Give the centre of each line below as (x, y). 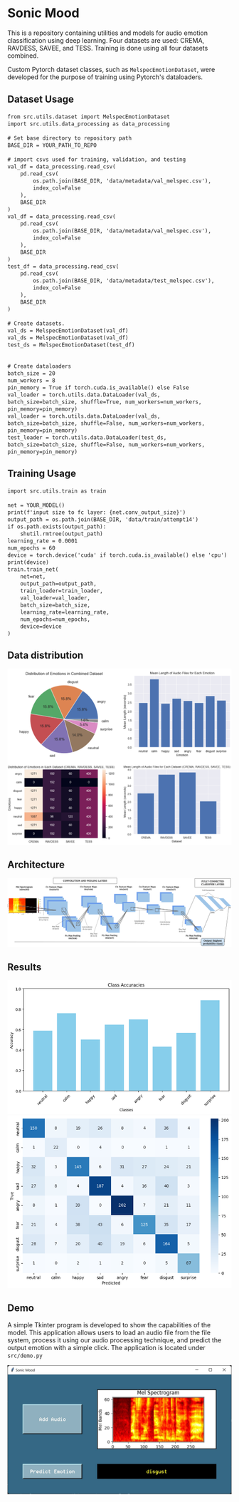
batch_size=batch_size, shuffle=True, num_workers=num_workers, (105, 402)
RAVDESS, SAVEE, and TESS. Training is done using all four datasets (108, 48)
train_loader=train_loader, (62, 591)
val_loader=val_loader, (55, 598)
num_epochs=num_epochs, (55, 619)
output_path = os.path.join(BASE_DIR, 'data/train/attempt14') (103, 519)
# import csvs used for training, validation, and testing (97, 159)
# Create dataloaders (39, 366)
